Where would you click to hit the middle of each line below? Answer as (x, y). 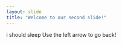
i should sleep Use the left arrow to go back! (61, 34)
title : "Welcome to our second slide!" (56, 17)
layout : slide (24, 12)
